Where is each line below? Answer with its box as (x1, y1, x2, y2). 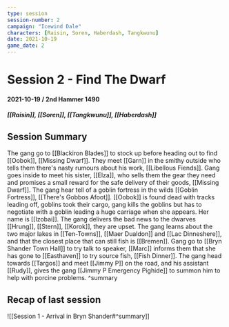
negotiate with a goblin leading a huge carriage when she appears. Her (7, 208, 209, 216)
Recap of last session (7, 294, 101, 306)
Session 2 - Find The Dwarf (7, 72, 166, 88)
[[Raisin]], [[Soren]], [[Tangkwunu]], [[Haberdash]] (7, 111, 157, 119)
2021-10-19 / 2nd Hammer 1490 (7, 95, 100, 103)
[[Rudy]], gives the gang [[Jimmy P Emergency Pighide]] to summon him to (7, 266, 221, 275)
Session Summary (7, 130, 88, 142)
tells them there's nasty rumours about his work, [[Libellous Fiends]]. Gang (7, 163, 220, 172)
